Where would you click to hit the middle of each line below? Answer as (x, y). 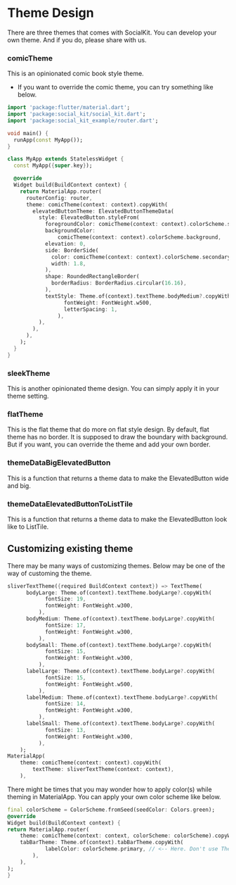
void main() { (28, 133)
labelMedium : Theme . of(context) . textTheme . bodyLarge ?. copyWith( (122, 697)
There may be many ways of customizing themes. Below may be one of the (116, 565)
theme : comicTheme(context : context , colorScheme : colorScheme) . (118, 836)
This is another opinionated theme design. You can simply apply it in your (113, 389)
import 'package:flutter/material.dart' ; (69, 108)
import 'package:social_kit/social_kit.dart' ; (77, 114)
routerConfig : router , (59, 198)
